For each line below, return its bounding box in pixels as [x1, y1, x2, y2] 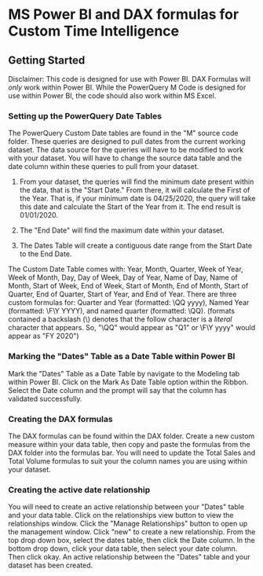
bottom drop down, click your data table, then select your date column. [8, 544, 238, 553]
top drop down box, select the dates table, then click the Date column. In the [8, 536, 255, 545]
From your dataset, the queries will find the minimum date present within [19, 177, 254, 186]
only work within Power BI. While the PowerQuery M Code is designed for [8, 83, 247, 92]
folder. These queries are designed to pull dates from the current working [8, 137, 246, 146]
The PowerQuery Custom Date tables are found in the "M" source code [8, 128, 239, 138]
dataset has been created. [8, 560, 93, 570]
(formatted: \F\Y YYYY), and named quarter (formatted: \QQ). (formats [8, 306, 236, 316]
